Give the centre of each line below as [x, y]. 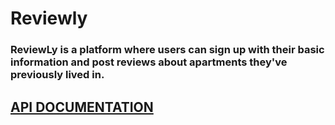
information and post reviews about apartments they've [149, 62]
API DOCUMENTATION [82, 107]
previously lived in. [57, 75]
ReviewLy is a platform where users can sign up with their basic [167, 50]
